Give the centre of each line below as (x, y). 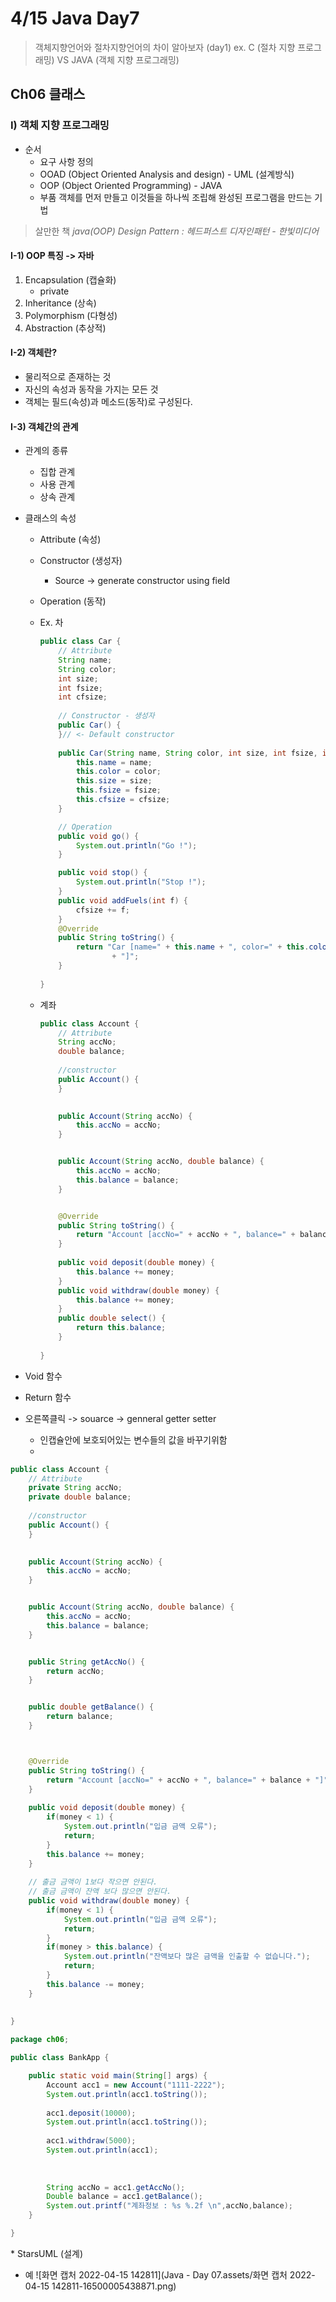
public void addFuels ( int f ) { (123, 900)
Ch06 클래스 (48, 94)
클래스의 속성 (50, 518)
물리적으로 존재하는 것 (68, 377)
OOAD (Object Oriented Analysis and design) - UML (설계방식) (167, 174)
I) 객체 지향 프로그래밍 (60, 125)
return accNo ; (75, 1671)
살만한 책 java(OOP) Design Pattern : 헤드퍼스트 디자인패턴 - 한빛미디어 (177, 231)
